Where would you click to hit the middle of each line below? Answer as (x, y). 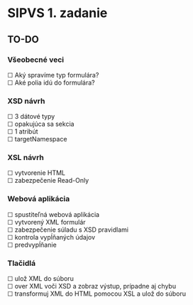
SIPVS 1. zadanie (57, 13)
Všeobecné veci (36, 60)
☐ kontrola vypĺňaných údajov (51, 237)
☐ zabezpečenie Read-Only (48, 181)
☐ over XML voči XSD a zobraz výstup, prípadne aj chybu (92, 287)
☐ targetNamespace (37, 139)
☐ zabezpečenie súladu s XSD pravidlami (68, 230)
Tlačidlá (22, 263)
